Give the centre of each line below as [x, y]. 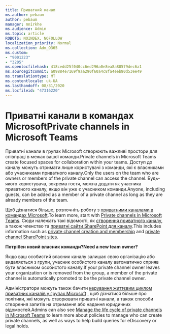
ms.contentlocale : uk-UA [31, 81]
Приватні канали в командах [70, 116]
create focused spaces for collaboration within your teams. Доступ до [79, 162]
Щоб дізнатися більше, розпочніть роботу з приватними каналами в [79, 210]
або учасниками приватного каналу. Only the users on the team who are [82, 173]
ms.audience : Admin [26, 29]
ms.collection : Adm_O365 [31, 48]
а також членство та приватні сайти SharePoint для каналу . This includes [83, 226]
